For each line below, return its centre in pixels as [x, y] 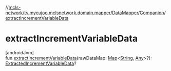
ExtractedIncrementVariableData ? [41, 63]
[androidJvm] [20, 52]
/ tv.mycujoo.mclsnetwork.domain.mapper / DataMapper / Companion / [94, 13]
